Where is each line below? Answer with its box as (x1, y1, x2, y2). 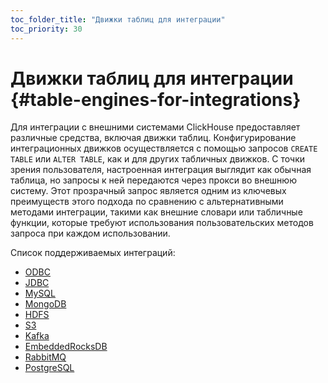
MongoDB (24, 298, 67, 310)
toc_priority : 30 (10, 24, 83, 34)
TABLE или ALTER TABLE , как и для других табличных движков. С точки (10, 153, 306, 165)
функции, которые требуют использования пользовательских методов (10, 217, 314, 229)
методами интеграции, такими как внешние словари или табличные (10, 206, 303, 218)
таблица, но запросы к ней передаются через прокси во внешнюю (10, 174, 297, 186)
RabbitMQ (24, 351, 67, 363)
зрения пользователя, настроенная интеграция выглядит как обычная (10, 164, 312, 176)
